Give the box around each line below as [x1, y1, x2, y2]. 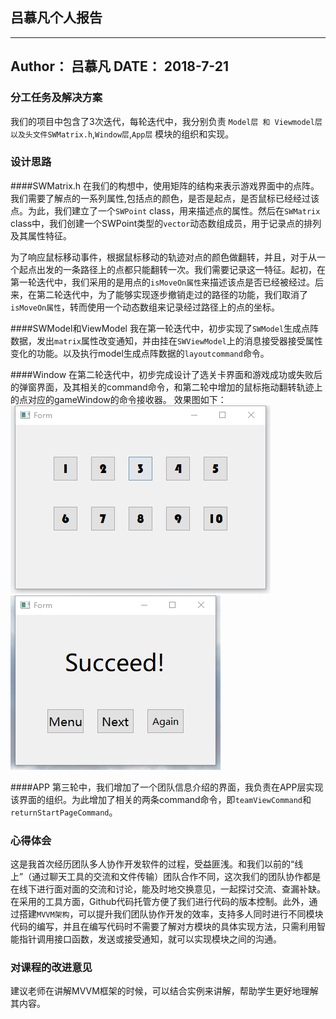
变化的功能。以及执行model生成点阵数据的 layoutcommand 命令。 [10, 347, 270, 359]
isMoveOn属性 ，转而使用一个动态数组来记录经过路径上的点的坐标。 [10, 301, 281, 313]
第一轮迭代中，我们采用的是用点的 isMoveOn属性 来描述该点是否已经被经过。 [10, 276, 316, 288]
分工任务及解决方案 [10, 91, 103, 105]
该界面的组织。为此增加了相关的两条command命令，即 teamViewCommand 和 [10, 793, 312, 805]
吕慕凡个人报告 [10, 9, 103, 27]
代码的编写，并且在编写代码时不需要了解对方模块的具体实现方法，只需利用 [10, 921, 317, 933]
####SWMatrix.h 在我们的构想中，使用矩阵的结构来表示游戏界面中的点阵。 [10, 179, 320, 192]
